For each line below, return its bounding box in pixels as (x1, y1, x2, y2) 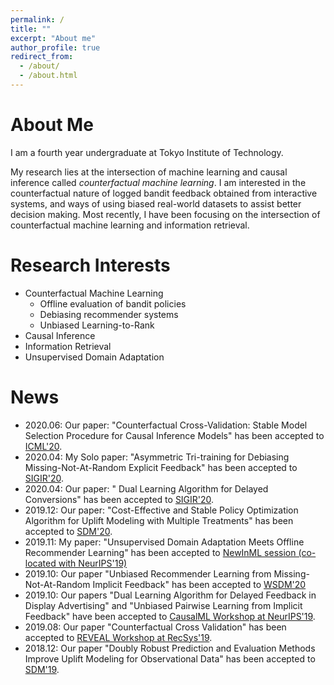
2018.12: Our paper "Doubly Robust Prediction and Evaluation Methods (24, 642, 316, 654)
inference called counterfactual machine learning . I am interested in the (10, 176, 307, 188)
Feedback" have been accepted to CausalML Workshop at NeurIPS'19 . (24, 610, 316, 622)
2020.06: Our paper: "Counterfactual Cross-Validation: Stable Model (24, 419, 308, 431)
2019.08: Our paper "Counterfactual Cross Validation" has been (24, 621, 287, 633)
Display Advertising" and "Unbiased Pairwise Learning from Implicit (24, 599, 303, 611)
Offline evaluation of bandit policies (39, 297, 187, 310)
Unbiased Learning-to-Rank (39, 319, 155, 331)
